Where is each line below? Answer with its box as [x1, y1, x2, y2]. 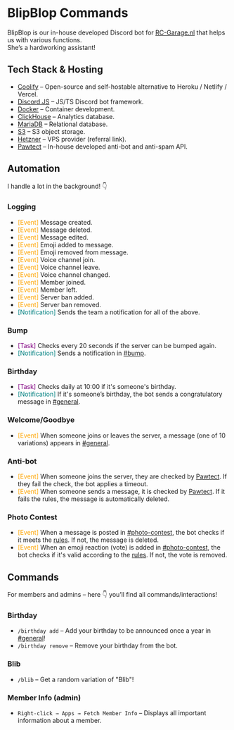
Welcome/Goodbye [7, 415, 75, 425]
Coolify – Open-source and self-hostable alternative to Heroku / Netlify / [17, 82, 227, 91]
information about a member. [17, 717, 102, 725]
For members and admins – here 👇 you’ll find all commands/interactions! [7, 590, 218, 599]
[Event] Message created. [17, 218, 93, 226]
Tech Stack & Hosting [7, 63, 103, 75]
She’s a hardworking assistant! [7, 43, 96, 51]
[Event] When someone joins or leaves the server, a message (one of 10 [17, 431, 226, 440]
